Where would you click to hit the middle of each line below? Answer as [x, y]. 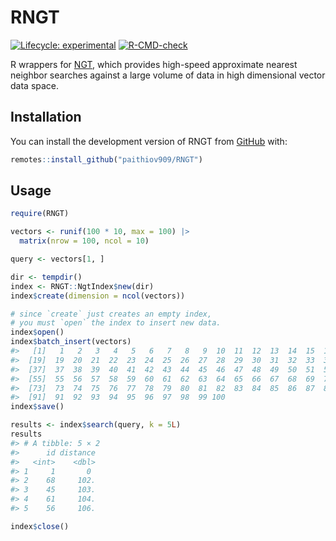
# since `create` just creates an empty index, [111, 314]
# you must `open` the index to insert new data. [116, 323]
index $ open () [37, 332]
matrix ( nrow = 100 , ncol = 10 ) [84, 241]
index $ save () [37, 407]
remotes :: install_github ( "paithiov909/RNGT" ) [106, 159]
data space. [35, 85]
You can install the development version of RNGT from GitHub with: [149, 141]
